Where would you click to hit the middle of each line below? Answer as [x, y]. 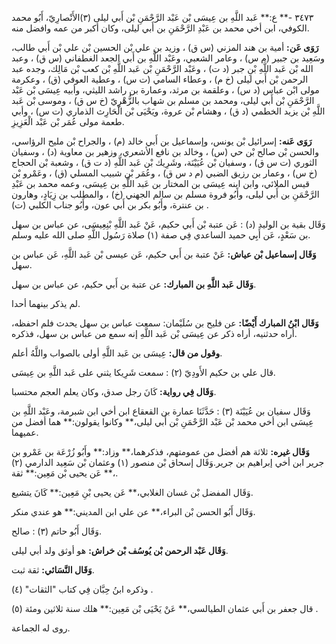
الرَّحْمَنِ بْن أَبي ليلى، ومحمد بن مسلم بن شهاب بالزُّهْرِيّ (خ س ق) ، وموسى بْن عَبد [163, 100]
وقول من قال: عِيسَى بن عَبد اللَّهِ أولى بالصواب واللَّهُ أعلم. [117, 353]
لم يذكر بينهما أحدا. [46, 303]
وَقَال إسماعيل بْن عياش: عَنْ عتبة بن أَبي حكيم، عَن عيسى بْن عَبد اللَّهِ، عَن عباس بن [164, 254]
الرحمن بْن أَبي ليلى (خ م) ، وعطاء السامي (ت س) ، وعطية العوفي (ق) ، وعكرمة [160, 79]
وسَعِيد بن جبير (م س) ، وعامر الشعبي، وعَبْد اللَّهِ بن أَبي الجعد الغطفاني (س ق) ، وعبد [168, 58]
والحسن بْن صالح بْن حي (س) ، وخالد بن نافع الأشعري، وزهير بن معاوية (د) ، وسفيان [165, 151]
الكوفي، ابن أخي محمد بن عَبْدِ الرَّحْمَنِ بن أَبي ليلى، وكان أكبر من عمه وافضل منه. [160, 28]
